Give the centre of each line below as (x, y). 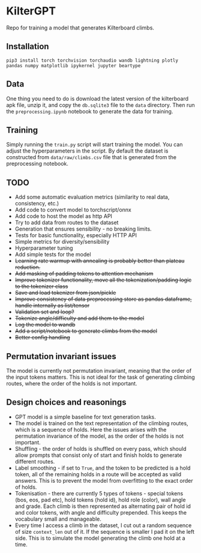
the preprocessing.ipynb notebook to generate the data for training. (90, 111)
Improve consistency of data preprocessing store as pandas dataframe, (103, 299)
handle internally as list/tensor (52, 306)
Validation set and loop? (45, 312)
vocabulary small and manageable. (58, 519)
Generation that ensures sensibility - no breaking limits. (83, 229)
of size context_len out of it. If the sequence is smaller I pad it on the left (105, 531)
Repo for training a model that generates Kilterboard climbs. (80, 28)
